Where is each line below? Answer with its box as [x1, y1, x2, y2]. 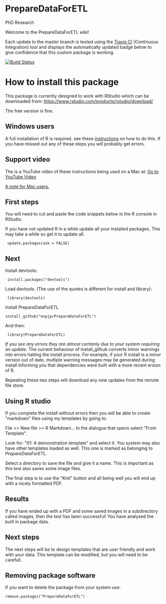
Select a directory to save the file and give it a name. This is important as [5, 460, 154, 466]
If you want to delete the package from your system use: [5, 585, 121, 591]
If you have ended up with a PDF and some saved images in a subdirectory [5, 508, 158, 514]
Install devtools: [5, 267, 38, 274]
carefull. [5, 557, 22, 563]
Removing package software [5, 571, 96, 580]
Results [5, 495, 29, 503]
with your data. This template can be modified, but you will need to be [5, 551, 148, 558]
